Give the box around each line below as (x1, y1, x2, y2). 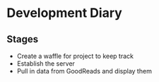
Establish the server (16, 59, 76, 68)
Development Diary (6, 5, 123, 21)
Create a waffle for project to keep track (16, 52, 134, 60)
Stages (6, 33, 39, 45)
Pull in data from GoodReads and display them (16, 67, 153, 75)
